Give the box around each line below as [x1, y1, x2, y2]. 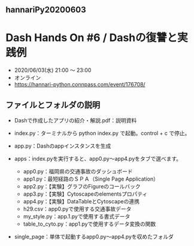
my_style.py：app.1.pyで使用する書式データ [23, 213, 131, 220]
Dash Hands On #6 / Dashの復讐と [5, 31, 178, 44]
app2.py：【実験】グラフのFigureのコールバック [23, 183, 141, 190]
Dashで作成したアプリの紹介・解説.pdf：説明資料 [14, 117, 137, 124]
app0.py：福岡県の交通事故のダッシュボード [23, 168, 133, 175]
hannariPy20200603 [5, 5, 86, 15]
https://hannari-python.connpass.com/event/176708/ [14, 81, 145, 88]
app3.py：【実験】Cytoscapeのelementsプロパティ [23, 190, 148, 197]
